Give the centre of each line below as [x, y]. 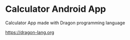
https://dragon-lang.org [30, 32]
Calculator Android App [56, 9]
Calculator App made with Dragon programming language [65, 23]
